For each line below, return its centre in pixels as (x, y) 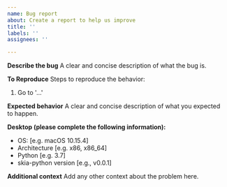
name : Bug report (32, 14)
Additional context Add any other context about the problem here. (103, 177)
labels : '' (23, 33)
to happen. (23, 114)
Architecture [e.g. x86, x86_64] (62, 148)
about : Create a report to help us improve (72, 20)
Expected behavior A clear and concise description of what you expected (114, 106)
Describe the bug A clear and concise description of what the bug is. (107, 66)
